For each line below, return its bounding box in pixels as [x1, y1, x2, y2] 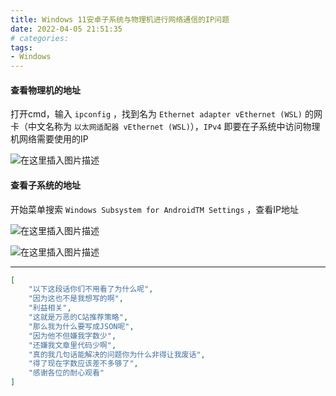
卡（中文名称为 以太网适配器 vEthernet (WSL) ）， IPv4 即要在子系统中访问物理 [10, 121, 321, 133]
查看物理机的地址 [10, 84, 81, 96]
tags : [10, 42, 33, 53]
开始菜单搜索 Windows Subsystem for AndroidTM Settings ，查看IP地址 [10, 203, 299, 215]
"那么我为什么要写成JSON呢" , [28, 321, 135, 331]
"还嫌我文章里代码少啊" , [28, 340, 117, 350]
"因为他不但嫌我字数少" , [28, 331, 117, 341]
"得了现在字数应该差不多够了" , [28, 359, 139, 369]
